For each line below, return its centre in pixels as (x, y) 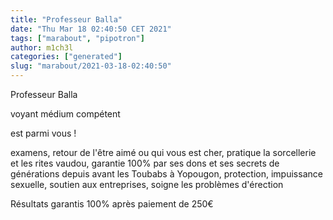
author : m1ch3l (42, 47)
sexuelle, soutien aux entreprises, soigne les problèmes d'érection (147, 184)
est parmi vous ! (43, 133)
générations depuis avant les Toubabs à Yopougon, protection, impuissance (166, 174)
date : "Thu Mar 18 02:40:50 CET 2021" (91, 29)
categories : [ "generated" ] (66, 57)
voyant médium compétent (65, 114)
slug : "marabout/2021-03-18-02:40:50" (91, 66)
